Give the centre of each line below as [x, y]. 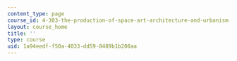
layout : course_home [38, 27]
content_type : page [36, 14]
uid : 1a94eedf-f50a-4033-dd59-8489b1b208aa [72, 46]
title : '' [22, 33]
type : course [26, 40]
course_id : [23, 20]
